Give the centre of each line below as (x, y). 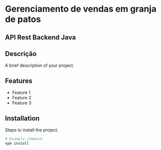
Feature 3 (22, 103)
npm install (17, 143)
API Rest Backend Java (40, 37)
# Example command (24, 139)
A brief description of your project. (40, 66)
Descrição (21, 54)
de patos (23, 19)
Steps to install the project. (32, 130)
